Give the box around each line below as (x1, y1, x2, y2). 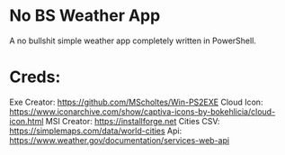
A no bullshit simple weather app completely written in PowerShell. (9, 35, 256, 46)
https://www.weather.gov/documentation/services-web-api (9, 134, 230, 145)
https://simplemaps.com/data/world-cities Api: (9, 125, 183, 136)
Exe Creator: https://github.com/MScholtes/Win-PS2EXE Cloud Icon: (9, 96, 263, 107)
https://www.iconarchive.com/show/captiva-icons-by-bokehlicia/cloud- (9, 105, 276, 117)
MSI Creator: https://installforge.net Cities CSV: (45, 115, 220, 126)
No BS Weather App (9, 5, 161, 26)
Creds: (9, 67, 61, 87)
